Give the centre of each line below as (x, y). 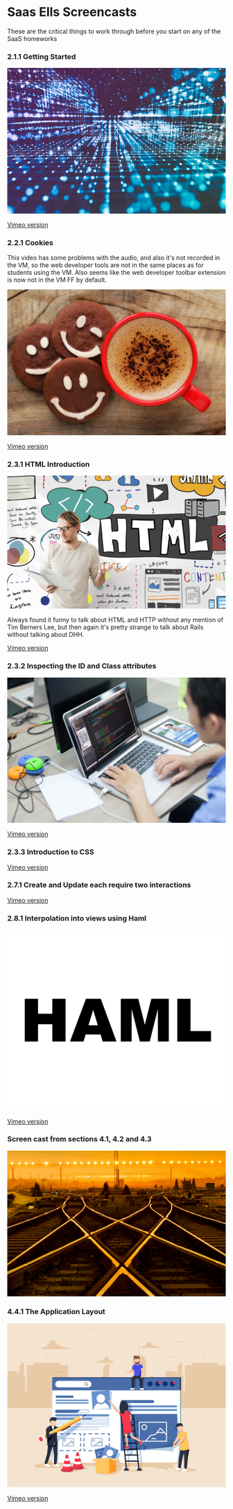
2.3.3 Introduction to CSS (51, 852)
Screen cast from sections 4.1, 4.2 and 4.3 (79, 1139)
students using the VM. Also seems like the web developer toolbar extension (116, 273)
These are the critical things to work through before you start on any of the (114, 31)
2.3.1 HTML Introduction (49, 464)
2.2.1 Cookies (30, 242)
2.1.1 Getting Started (42, 56)
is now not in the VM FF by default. (57, 280)
